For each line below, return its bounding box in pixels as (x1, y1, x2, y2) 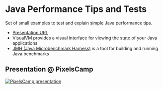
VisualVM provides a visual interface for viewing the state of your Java (12, 35, 158, 41)
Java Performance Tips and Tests (5, 3, 147, 15)
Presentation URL (12, 29, 49, 35)
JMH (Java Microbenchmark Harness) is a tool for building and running (12, 45, 158, 51)
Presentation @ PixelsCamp (5, 65, 93, 74)
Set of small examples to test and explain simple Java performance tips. (5, 20, 153, 26)
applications (12, 40, 38, 46)
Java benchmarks (12, 51, 50, 57)
